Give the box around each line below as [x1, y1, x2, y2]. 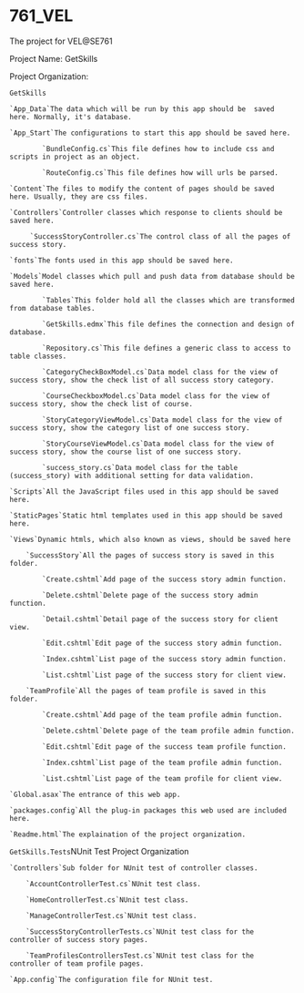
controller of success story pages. [9, 935, 148, 944]
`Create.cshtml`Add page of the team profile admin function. [42, 710, 283, 720]
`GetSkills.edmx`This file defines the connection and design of [42, 320, 296, 329]
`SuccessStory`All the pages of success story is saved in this [25, 550, 275, 560]
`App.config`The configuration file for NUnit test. [9, 975, 214, 984]
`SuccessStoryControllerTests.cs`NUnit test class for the [25, 926, 255, 937]
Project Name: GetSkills [9, 53, 98, 64]
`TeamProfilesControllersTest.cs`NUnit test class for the [25, 951, 255, 960]
